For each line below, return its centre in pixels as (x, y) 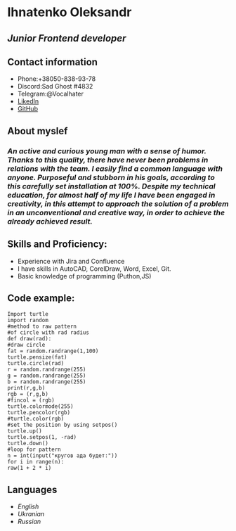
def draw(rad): (29, 339)
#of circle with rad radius (48, 333)
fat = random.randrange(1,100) (53, 351)
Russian (29, 522)
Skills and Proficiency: (57, 244)
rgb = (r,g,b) (28, 395)
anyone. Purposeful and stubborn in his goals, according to (111, 177)
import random (28, 321)
